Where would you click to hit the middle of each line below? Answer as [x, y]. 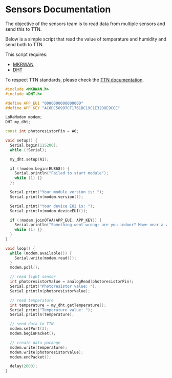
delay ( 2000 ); [24, 366]
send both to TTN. [25, 44]
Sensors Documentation [58, 9]
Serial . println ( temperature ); [42, 315]
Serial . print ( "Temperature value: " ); [51, 310]
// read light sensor [33, 277]
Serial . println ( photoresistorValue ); [50, 291]
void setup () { [21, 141]
